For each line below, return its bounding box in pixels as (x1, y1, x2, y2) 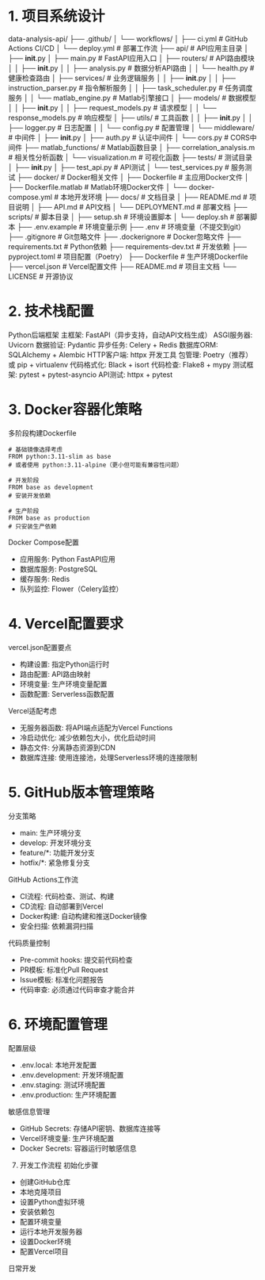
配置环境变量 (19, 1217, 62, 1226)
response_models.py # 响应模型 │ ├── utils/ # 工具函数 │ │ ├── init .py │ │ (8, 113, 253, 122)
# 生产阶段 (8, 507, 40, 515)
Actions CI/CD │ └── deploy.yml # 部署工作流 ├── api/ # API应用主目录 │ (8, 43, 249, 52)
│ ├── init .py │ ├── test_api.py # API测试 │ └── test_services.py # (8, 162, 229, 171)
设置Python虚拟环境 (19, 1197, 85, 1206)
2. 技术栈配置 (8, 302, 94, 321)
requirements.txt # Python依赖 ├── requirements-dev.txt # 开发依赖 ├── (8, 241, 248, 251)
